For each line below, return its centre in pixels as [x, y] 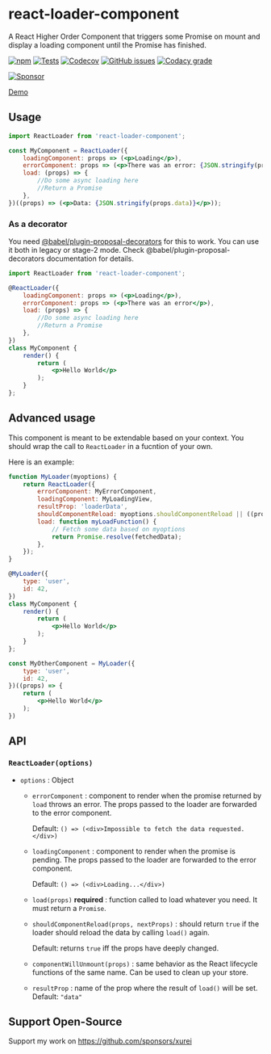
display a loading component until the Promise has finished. [108, 44]
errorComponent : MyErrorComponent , [97, 492]
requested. [227, 829]
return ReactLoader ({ [59, 484]
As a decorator [38, 224]
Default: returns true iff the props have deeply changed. [125, 948]
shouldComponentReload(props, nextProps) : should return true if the [146, 924]
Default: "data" [57, 996]
